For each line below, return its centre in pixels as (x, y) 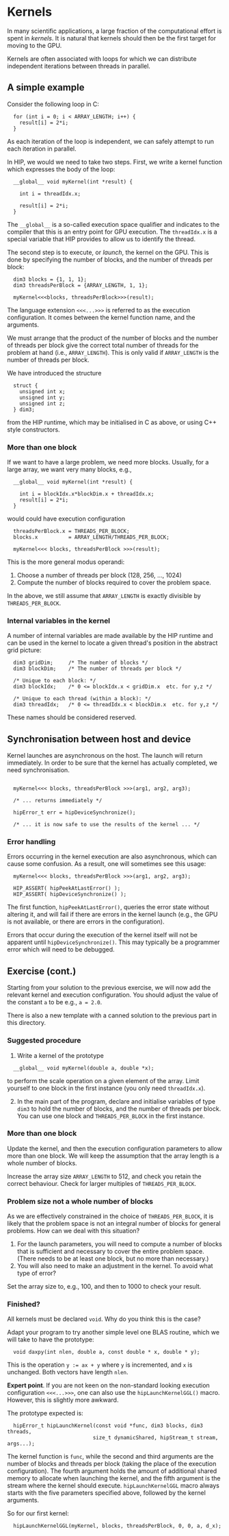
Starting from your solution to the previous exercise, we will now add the (109, 988)
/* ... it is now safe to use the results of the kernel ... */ (107, 825)
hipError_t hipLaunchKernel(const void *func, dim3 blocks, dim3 (108, 1426)
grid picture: (24, 650)
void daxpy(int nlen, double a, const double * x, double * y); (107, 1352)
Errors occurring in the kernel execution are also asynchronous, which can (112, 856)
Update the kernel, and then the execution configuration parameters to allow (114, 1148)
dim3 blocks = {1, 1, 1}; (50, 279)
